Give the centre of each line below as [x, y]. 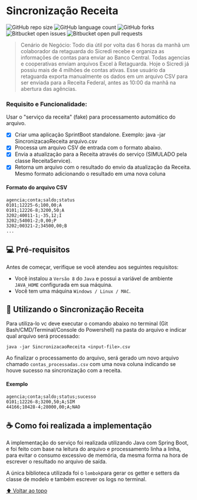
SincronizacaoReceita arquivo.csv [56, 141]
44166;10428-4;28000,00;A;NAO [43, 407]
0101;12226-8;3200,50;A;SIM [41, 402]
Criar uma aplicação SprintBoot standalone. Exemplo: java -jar [90, 135]
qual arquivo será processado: [43, 336]
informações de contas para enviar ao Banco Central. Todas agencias [105, 57]
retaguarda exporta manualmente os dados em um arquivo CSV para [104, 76]
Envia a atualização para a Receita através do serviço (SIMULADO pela [101, 154]
